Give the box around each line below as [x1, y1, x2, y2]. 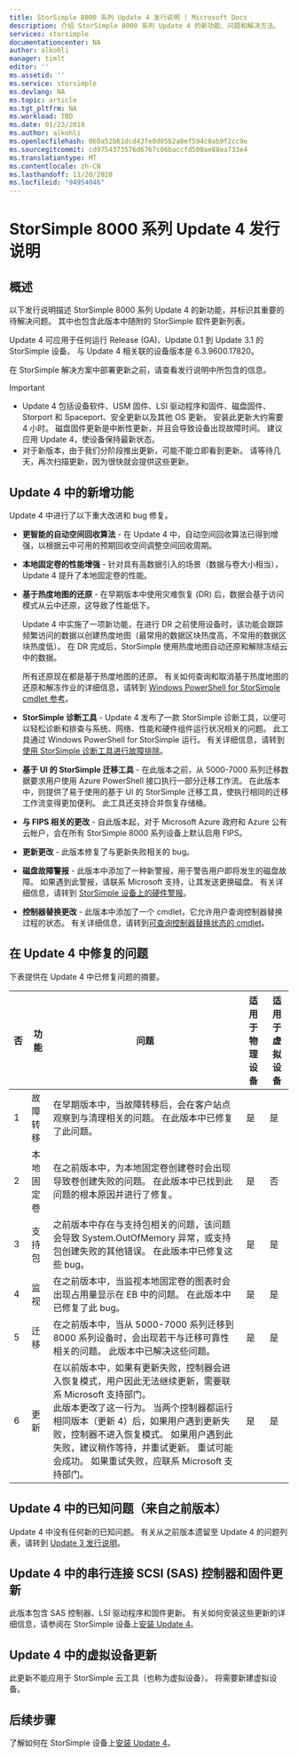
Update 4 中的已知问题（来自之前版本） [9, 1501, 228, 1516]
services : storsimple [9, 29, 90, 38]
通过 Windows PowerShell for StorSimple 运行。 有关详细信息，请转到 [29, 734, 286, 744]
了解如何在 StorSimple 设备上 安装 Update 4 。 [9, 1737, 176, 1748]
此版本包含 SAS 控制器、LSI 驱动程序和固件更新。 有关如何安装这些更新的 [9, 1608, 278, 1618]
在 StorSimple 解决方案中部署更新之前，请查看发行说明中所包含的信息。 [9, 365, 271, 376]
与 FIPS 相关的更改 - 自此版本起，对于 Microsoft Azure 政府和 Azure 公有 [21, 816, 288, 827]
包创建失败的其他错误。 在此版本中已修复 [52, 1244, 224, 1257]
